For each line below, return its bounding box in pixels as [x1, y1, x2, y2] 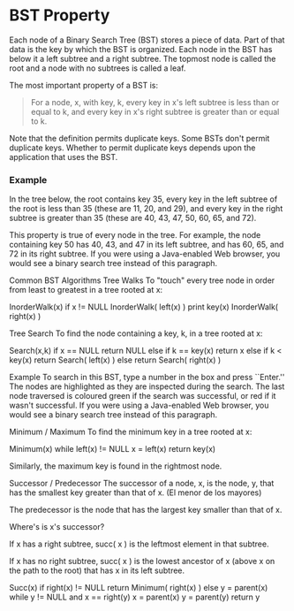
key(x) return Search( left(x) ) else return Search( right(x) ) [9, 355, 222, 365]
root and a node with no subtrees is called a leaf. [9, 63, 186, 73]
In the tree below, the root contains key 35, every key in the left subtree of [9, 194, 278, 204]
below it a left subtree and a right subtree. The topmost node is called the [9, 53, 276, 64]
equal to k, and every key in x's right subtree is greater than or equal [30, 106, 280, 117]
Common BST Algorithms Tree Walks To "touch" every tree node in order [9, 275, 275, 286]
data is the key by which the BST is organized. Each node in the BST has [9, 43, 273, 54]
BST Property [9, 5, 110, 26]
